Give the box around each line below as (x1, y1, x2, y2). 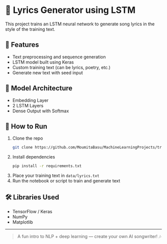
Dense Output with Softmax (12, 108, 69, 114)
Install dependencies (12, 154, 56, 160)
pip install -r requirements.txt (12, 163, 82, 168)
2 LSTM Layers (12, 102, 44, 108)
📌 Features (5, 41, 39, 49)
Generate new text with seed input (12, 70, 83, 76)
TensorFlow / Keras (12, 208, 53, 214)
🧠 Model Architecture (5, 84, 73, 92)
